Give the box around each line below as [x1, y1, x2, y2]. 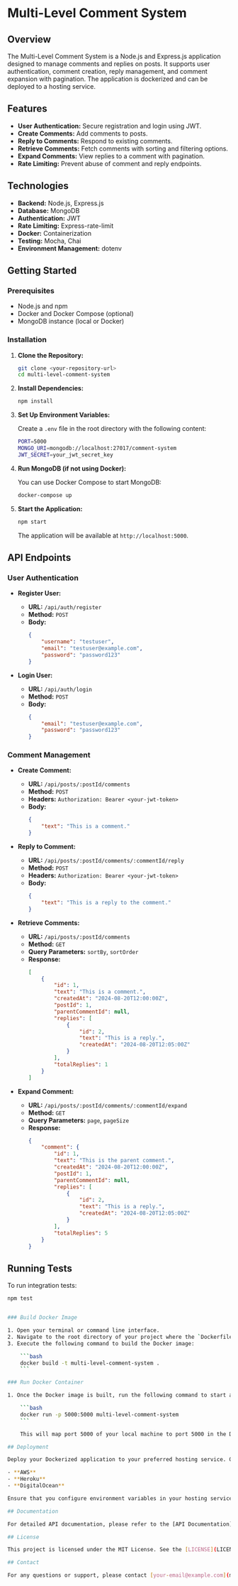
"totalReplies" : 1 [53, 1061, 108, 1068]
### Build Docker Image [7, 1314, 78, 1321]
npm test [7, 1295, 33, 1302]
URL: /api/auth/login [28, 684, 92, 693]
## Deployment [7, 1443, 50, 1450]
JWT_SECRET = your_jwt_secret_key [17, 451, 113, 459]
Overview [7, 33, 52, 45]
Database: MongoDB [17, 206, 80, 214]
